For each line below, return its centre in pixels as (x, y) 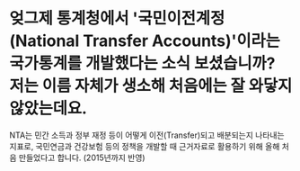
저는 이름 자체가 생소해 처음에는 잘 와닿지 (151, 86)
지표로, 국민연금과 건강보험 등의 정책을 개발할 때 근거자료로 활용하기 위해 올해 (145, 146)
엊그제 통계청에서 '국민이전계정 (117, 18)
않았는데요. (49, 108)
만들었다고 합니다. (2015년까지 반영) (82, 157)
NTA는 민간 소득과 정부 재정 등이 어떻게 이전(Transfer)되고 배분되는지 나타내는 (147, 135)
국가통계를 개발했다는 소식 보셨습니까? (142, 63)
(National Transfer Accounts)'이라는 (145, 41)
